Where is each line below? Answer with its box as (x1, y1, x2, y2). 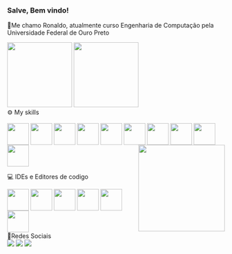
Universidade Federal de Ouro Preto (7, 28, 110, 37)
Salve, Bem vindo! (7, 6, 69, 15)
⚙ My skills (7, 108, 39, 116)
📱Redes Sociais (7, 232, 52, 240)
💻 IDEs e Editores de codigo (7, 172, 88, 181)
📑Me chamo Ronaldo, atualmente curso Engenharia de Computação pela (7, 21, 214, 30)
